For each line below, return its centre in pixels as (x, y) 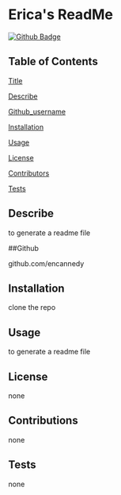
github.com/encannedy (46, 263)
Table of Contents (53, 62)
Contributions (43, 421)
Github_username (37, 111)
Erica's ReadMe (60, 15)
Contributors (29, 173)
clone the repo (32, 307)
